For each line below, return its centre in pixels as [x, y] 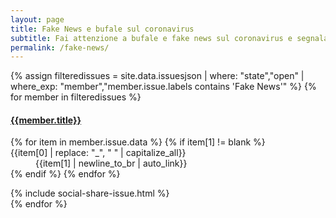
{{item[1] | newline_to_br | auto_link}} [111, 163]
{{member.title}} [46, 120]
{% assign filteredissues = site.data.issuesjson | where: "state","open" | [157, 76]
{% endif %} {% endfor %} [65, 174]
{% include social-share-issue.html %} [90, 193]
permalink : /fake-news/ [60, 47]
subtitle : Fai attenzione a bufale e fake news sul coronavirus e [151, 38]
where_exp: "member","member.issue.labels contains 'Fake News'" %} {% [163, 87]
